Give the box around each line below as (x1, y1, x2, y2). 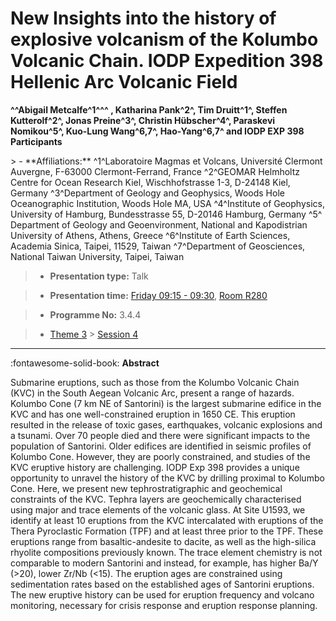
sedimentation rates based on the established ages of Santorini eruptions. (10, 578, 315, 590)
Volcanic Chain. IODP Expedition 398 (10, 50, 324, 72)
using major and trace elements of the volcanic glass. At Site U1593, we (10, 503, 306, 516)
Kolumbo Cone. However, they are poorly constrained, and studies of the (10, 450, 311, 462)
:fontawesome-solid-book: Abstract (10, 357, 160, 369)
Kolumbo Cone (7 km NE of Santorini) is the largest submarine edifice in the (10, 397, 322, 409)
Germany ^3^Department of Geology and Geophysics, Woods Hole (10, 187, 285, 199)
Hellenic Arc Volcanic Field (10, 71, 238, 94)
